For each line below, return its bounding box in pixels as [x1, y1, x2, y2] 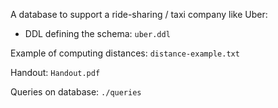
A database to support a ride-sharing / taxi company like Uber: [10, 9, 268, 20]
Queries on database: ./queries [10, 86, 142, 98]
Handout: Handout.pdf [10, 67, 101, 78]
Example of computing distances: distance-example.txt [10, 47, 240, 59]
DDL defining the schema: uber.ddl [24, 28, 171, 39]
